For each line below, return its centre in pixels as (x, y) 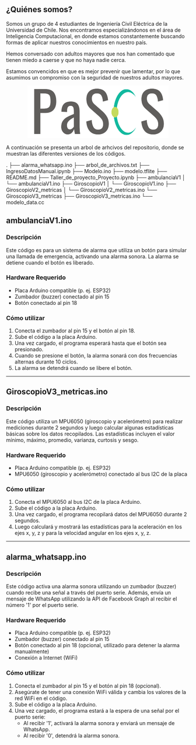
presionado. (29, 349)
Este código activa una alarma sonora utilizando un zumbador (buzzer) (91, 586)
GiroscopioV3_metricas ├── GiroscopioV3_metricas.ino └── (79, 196)
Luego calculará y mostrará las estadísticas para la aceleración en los (98, 527)
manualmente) (32, 651)
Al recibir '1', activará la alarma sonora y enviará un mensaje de (99, 723)
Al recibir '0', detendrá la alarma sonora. (71, 735)
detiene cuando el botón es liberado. (50, 262)
